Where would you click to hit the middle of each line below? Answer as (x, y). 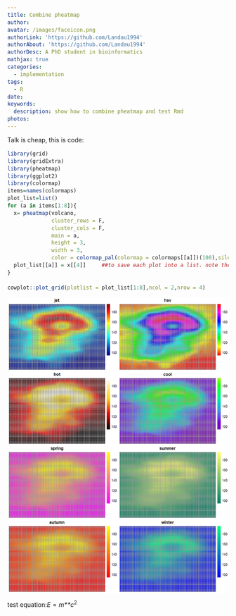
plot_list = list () (33, 198)
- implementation (39, 74)
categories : (25, 67)
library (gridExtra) (36, 161)
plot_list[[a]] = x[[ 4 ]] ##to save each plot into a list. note (116, 265)
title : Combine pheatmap (44, 15)
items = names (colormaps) (42, 191)
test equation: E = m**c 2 (42, 604)
